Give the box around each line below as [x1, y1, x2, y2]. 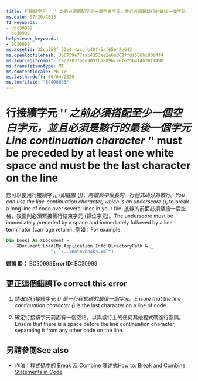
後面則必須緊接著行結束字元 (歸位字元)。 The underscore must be [16, 212, 174, 219]
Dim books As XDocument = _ [6, 237, 75, 243]
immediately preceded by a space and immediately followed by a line [6, 219, 173, 226]
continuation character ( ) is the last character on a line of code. [14, 302, 168, 309]
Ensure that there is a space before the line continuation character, [14, 321, 176, 328]
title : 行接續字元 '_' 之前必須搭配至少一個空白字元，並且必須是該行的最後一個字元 [6, 8, 186, 15]
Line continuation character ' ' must [6, 134, 183, 147]
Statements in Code [14, 369, 63, 376]
